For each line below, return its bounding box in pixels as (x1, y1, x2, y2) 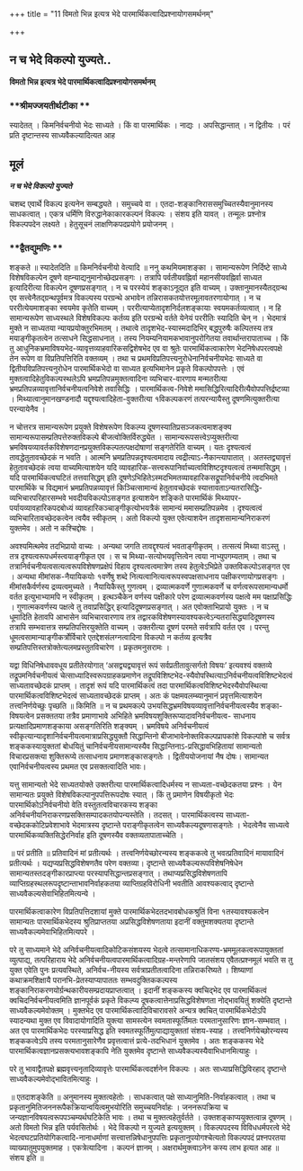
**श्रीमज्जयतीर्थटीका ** (9, 99, 91, 112)
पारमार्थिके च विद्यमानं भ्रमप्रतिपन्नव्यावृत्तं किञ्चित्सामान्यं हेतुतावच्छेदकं (9, 482, 196, 494)
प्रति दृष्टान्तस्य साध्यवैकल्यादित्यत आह (9, 130, 115, 141)
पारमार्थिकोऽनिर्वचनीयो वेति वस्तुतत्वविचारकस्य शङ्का (9, 800, 158, 810)
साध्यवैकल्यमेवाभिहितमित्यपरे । (9, 926, 95, 937)
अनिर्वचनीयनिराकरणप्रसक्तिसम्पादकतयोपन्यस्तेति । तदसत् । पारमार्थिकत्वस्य (9, 809, 224, 820)
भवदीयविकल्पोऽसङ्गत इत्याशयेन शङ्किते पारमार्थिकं (67, 493, 214, 504)
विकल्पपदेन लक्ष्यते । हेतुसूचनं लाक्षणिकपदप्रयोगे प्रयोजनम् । (9, 219, 175, 229)
